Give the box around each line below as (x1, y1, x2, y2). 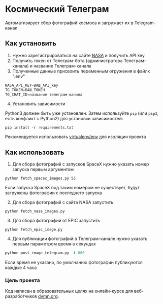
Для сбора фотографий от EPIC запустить (12, 218, 100, 224)
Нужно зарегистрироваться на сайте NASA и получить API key (12, 52, 145, 58)
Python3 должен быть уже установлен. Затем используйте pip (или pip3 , (5, 110, 159, 116)
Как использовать (5, 148, 65, 156)
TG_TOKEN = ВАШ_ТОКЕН (5, 87, 45, 92)
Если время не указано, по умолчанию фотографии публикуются (5, 260, 143, 266)
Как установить (5, 39, 57, 48)
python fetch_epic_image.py (5, 227, 63, 232)
